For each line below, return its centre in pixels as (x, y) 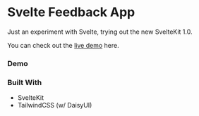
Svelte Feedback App (71, 12)
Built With (25, 82)
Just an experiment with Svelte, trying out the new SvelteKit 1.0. (100, 32)
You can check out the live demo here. (63, 45)
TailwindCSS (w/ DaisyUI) (55, 105)
